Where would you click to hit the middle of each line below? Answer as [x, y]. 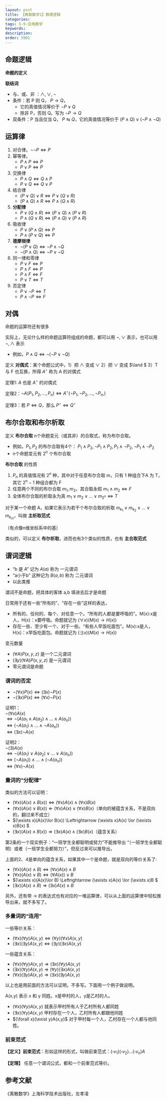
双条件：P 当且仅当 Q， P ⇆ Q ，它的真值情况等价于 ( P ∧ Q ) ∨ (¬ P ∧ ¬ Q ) [87, 119]
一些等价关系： [21, 928]
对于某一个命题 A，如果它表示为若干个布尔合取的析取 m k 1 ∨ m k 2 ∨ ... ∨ [78, 508]
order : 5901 [18, 38]
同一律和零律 [26, 258]
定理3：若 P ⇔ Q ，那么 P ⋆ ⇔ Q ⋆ [41, 405]
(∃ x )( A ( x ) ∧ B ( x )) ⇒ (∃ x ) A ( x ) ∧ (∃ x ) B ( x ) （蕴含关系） [66, 831]
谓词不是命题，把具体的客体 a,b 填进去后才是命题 [56, 592]
